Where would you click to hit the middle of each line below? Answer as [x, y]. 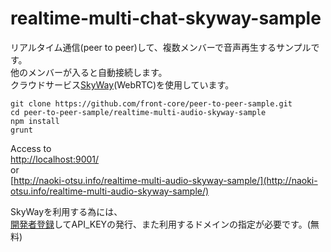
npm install [35, 121]
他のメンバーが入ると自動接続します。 [89, 72]
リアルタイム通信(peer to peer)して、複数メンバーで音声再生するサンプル [161, 47]
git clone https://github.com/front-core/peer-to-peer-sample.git [151, 103]
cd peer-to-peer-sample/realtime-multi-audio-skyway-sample [138, 112]
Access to [31, 148]
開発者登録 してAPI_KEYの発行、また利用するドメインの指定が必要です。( [160, 224]
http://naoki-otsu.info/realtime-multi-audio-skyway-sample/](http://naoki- [165, 180]
